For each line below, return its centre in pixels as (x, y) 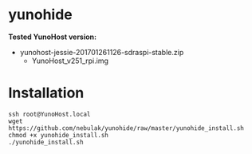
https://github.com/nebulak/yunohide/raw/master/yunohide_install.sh (126, 128)
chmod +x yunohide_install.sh (59, 135)
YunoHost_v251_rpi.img (70, 61)
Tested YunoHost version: (53, 37)
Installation (46, 93)
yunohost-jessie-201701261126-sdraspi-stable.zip (102, 52)
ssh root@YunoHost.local (49, 114)
